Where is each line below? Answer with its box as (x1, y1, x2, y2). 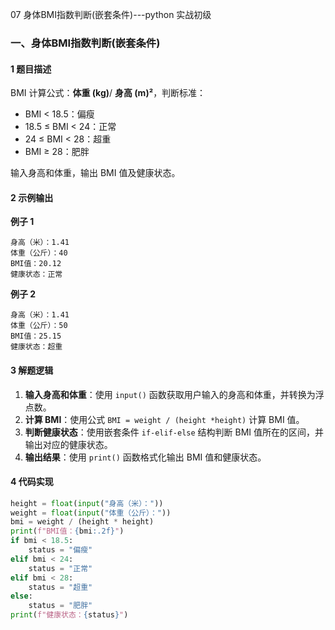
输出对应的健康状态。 (24, 438, 113, 450)
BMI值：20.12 (10, 259, 62, 269)
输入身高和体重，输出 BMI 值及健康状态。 (10, 167, 181, 179)
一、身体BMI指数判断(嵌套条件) (10, 36, 161, 50)
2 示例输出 (10, 191, 54, 203)
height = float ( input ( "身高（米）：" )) (10, 498, 164, 508)
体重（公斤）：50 (10, 321, 68, 331)
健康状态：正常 (10, 269, 63, 280)
